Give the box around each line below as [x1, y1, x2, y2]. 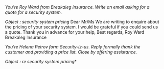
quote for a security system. [5, 9, 62, 15]
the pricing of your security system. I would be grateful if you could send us [5, 24, 158, 30]
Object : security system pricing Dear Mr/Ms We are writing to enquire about [5, 19, 159, 24]
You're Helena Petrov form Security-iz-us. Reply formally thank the [5, 44, 141, 49]
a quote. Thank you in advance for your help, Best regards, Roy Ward [5, 29, 144, 35]
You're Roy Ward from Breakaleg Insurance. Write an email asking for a [5, 4, 150, 10]
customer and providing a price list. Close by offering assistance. [5, 49, 137, 55]
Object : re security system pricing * [5, 59, 77, 64]
